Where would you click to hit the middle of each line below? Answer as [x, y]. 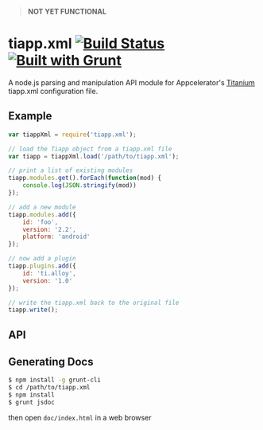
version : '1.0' [48, 281]
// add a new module [43, 207]
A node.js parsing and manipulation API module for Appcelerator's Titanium [132, 82]
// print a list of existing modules [71, 170]
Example [30, 116]
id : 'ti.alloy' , [50, 273]
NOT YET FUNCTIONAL [67, 12]
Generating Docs [51, 362]
